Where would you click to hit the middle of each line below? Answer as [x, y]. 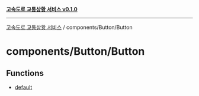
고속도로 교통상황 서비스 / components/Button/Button [69, 27]
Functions [25, 73]
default [23, 87]
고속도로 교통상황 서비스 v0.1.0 [42, 9]
